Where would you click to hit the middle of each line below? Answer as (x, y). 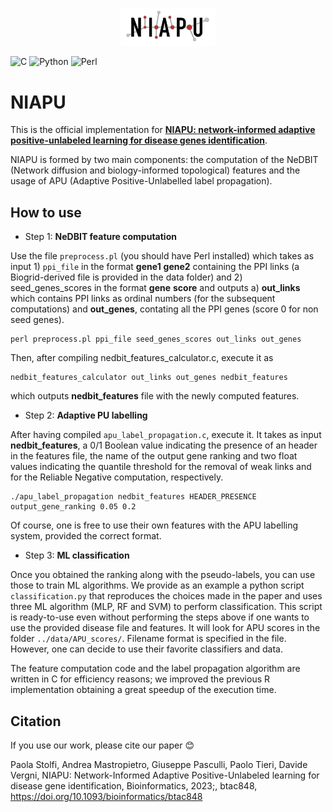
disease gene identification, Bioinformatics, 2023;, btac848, (134, 785)
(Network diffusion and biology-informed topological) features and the (155, 170)
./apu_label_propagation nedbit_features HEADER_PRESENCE (133, 497)
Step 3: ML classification (77, 555)
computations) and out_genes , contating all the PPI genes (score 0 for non (164, 309)
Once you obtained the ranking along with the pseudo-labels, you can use (163, 575)
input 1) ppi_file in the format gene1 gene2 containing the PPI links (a (155, 267)
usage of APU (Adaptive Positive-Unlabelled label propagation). (141, 181)
